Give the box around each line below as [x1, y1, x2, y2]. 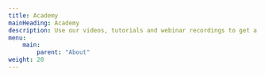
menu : [8, 33, 26, 42]
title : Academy [8, 11, 59, 20]
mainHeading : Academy [8, 19, 80, 27]
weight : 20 [8, 56, 44, 64]
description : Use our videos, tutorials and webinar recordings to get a [8, 26, 258, 34]
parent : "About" [36, 48, 90, 56]
